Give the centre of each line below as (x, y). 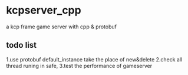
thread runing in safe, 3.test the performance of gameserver (79, 66)
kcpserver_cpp (44, 10)
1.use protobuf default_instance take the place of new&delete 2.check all (94, 59)
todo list (22, 45)
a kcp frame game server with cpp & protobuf (61, 27)
